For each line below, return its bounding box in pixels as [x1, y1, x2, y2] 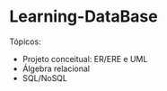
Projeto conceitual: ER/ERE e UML [22, 53, 148, 64]
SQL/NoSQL [22, 72, 67, 83]
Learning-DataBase [9, 6, 159, 27]
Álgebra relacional [22, 63, 90, 74]
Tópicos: [9, 36, 42, 47]
